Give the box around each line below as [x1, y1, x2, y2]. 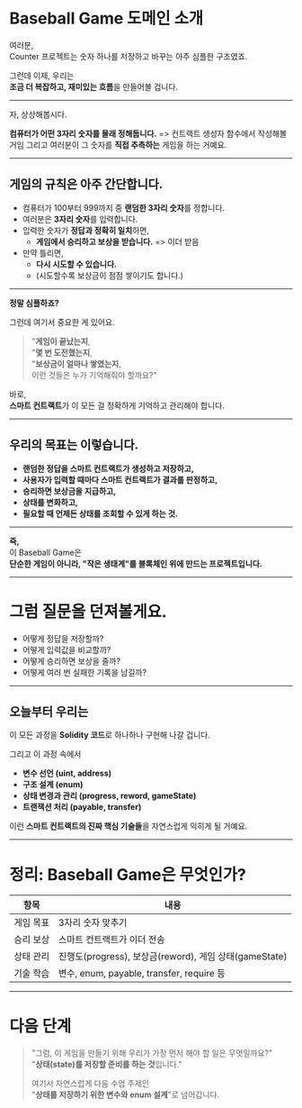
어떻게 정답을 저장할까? [22, 632, 104, 644]
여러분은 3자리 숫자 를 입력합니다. [22, 213, 138, 224]
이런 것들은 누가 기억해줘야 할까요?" [31, 369, 157, 380]
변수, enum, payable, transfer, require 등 [58, 967, 226, 980]
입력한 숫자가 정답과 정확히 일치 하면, [22, 224, 150, 235]
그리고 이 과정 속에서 [9, 749, 82, 759]
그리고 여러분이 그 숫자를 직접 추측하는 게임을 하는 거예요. [25, 139, 227, 150]
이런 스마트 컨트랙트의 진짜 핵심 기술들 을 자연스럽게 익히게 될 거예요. [9, 821, 248, 831]
